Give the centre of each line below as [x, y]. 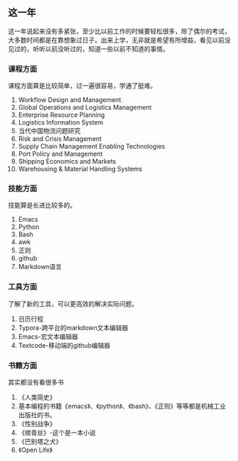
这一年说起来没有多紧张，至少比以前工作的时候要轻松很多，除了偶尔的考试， [119, 31]
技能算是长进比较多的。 [42, 205]
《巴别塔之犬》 [40, 442]
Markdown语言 [40, 267]
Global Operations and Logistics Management [85, 108]
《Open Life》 [35, 450]
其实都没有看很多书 [36, 382]
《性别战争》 [37, 424]
